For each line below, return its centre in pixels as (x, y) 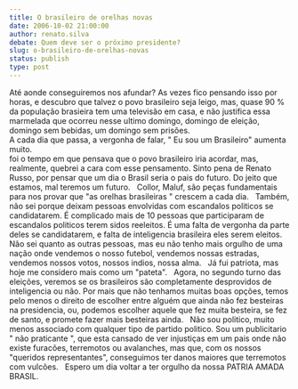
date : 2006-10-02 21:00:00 (59, 26)
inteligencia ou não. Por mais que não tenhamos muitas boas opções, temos (149, 291)
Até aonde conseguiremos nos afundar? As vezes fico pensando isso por (143, 92)
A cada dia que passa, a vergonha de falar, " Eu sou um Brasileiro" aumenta (148, 140)
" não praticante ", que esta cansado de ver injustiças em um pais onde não (148, 338)
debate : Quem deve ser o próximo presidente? (95, 42)
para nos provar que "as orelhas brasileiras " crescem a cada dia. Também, (149, 196)
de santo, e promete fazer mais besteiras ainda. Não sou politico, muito (142, 319)
